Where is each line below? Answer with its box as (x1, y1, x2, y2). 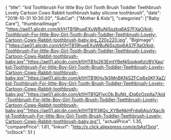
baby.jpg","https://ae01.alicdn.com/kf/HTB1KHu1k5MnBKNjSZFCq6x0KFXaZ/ (5, 75, 166, 81)
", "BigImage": (125, 37, 155, 43)
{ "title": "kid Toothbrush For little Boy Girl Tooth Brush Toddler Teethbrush (5, 5, 161, 10)
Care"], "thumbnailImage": (5, 20, 61, 27)
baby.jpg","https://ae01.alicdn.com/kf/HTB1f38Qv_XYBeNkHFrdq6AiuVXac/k (5, 107, 165, 113)
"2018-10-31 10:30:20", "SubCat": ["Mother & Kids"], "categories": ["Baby (5, 15, 160, 21)
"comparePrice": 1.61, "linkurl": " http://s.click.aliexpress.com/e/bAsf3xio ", (5, 124, 159, 130)
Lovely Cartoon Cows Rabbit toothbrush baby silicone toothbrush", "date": (5, 10, 161, 16)
